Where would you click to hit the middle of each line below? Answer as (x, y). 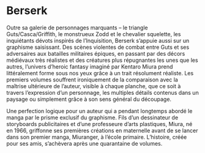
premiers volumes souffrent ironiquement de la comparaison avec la (92, 80)
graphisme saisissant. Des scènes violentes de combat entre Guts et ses (98, 47)
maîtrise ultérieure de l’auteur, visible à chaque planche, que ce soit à (94, 86)
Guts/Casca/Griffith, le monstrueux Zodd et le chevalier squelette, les (94, 34)
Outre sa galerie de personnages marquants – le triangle (77, 28)
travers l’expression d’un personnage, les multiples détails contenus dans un (102, 92)
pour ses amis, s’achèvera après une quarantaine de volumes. (84, 143)
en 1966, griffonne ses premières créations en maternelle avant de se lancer (102, 130)
